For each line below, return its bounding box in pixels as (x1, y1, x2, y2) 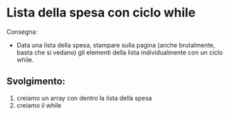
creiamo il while (16, 101, 62, 109)
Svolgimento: (6, 76, 66, 87)
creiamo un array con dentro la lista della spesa (16, 94, 152, 102)
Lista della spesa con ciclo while (6, 5, 196, 21)
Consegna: (6, 28, 38, 36)
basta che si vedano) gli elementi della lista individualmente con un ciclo (16, 48, 223, 56)
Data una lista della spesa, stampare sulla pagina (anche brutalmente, (16, 41, 215, 49)
